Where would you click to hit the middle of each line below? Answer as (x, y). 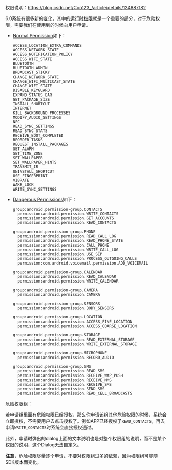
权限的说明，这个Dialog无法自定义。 (44, 445)
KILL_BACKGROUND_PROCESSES (41, 113)
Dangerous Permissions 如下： (45, 200)
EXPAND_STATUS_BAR (32, 95)
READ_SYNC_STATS (30, 131)
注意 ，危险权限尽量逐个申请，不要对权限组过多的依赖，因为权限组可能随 (81, 456)
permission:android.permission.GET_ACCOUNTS (66, 218)
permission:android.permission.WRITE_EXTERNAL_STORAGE (77, 344)
